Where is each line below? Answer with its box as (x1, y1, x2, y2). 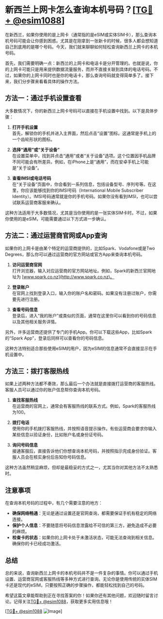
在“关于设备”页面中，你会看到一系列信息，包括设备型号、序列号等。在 (12, 181, 152, 187)
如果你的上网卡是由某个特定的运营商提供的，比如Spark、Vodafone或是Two (5, 245, 155, 251)
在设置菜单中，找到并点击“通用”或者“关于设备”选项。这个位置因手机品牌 (12, 152, 156, 158)
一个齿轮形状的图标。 (12, 136, 55, 142)
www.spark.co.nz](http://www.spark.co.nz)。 (23, 274, 115, 280)
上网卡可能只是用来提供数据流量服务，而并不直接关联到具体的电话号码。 (9, 66, 154, 72)
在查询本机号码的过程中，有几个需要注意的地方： (5, 500, 103, 506)
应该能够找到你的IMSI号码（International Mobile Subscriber (25, 187, 144, 193)
